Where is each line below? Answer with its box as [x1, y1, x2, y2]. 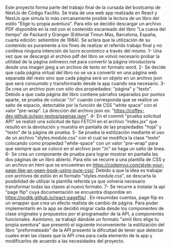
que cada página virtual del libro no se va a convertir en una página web [5, 70, 157, 76]
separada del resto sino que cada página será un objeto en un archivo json [5, 75, 162, 81]
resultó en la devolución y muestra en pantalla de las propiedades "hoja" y [5, 124, 162, 130]
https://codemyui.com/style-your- [92, 162, 164, 168]
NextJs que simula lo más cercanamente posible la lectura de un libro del [5, 15, 159, 21]
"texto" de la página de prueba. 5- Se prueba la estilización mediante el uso [5, 129, 165, 135]
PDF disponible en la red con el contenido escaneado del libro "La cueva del [5, 26, 166, 32]
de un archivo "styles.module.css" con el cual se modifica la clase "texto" [5, 135, 161, 141]
